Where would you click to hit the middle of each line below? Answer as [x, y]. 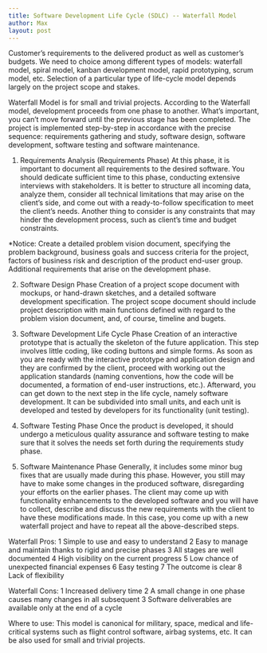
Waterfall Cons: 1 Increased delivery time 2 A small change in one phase [127, 591]
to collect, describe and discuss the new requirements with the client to [137, 509]
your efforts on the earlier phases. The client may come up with [124, 493]
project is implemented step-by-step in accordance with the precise [120, 128]
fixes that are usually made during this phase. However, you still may [132, 475]
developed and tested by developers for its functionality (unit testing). [134, 410]
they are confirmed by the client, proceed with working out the [122, 368]
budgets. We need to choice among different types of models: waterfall [126, 61]
